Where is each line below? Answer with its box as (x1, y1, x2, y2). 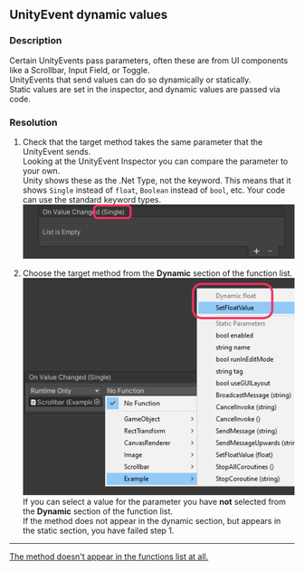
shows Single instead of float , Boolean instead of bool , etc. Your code (22, 185, 286, 195)
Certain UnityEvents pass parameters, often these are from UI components (9, 54, 289, 66)
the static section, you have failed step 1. (22, 525, 175, 537)
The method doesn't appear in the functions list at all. (9, 551, 209, 562)
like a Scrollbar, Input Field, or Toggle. (9, 64, 151, 75)
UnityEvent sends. (22, 146, 91, 157)
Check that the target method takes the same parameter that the (22, 136, 263, 148)
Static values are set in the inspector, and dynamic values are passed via (9, 83, 280, 94)
